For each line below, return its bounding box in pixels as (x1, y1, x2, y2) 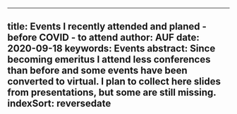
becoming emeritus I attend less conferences (7, 53, 211, 65)
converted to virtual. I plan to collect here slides (7, 75, 221, 88)
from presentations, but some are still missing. (7, 87, 217, 99)
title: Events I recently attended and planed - (7, 20, 207, 32)
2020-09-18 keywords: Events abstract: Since (7, 43, 216, 55)
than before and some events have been (7, 65, 188, 77)
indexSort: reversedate (7, 98, 111, 110)
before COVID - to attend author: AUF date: (7, 32, 200, 44)
